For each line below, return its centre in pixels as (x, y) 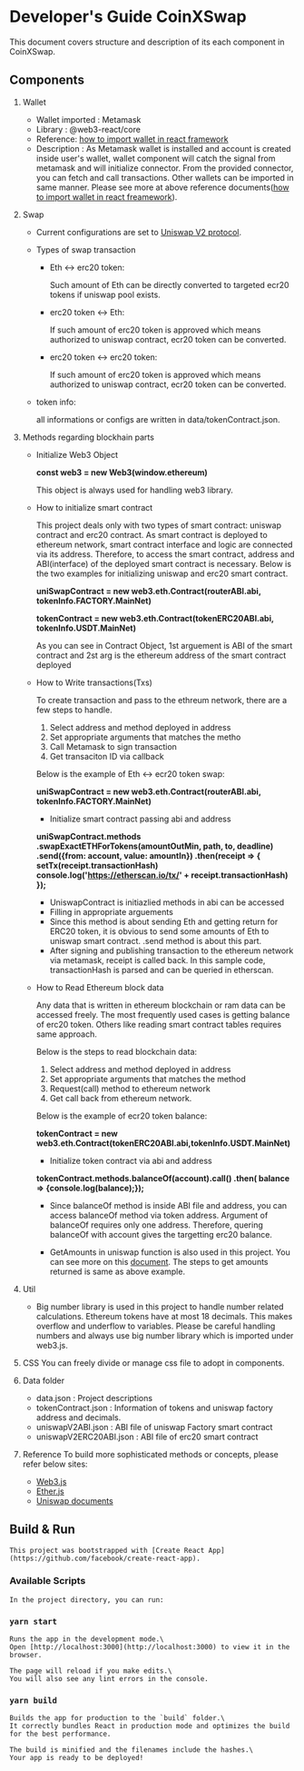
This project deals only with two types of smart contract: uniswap (159, 525)
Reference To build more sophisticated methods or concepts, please (151, 1454)
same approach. (66, 1034)
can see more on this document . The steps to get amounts (159, 1261)
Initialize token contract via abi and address (131, 1160)
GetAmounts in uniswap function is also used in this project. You (170, 1252)
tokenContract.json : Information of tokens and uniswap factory (155, 1408)
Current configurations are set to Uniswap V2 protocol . (139, 232)
